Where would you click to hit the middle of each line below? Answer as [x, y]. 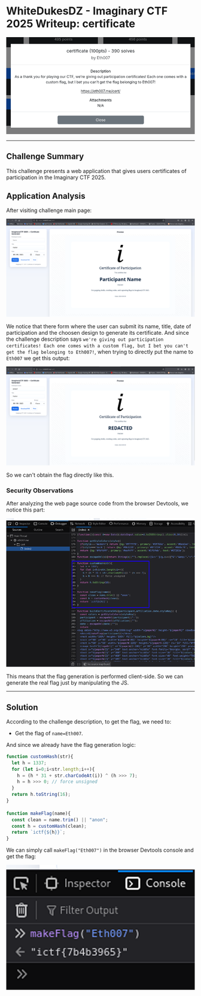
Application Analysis [46, 196]
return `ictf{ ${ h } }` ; [39, 832]
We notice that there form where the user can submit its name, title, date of [99, 326]
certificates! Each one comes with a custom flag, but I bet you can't [97, 346]
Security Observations [40, 491]
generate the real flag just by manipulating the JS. [68, 683]
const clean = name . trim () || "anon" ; [60, 820]
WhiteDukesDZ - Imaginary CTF [87, 11]
